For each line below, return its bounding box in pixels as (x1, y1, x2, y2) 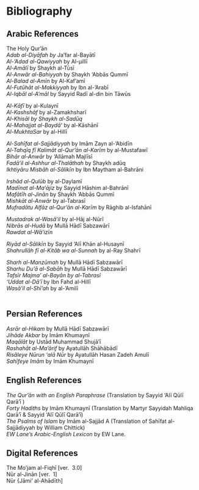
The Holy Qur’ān (6, 45, 48, 52)
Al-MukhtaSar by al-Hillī (6, 128, 67, 135)
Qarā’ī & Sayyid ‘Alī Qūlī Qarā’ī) (6, 411, 84, 418)
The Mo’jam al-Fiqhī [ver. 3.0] (6, 464, 82, 472)
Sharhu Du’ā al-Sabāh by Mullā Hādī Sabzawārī (6, 265, 127, 272)
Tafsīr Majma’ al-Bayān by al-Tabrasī (6, 272, 101, 279)
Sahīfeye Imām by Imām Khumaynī (6, 357, 94, 365)
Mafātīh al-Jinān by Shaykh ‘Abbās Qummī (6, 191, 115, 198)
